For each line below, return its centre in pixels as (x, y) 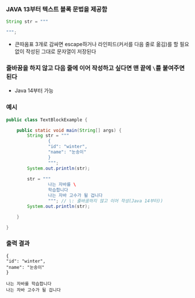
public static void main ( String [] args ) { (69, 130)
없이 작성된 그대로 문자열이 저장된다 (55, 51)
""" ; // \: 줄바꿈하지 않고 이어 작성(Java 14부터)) (105, 201)
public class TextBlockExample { (47, 120)
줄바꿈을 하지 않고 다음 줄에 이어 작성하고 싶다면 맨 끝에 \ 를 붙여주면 (95, 68)
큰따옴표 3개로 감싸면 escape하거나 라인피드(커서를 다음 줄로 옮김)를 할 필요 (102, 44)
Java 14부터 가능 (34, 91)
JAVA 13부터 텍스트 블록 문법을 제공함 (57, 9)
